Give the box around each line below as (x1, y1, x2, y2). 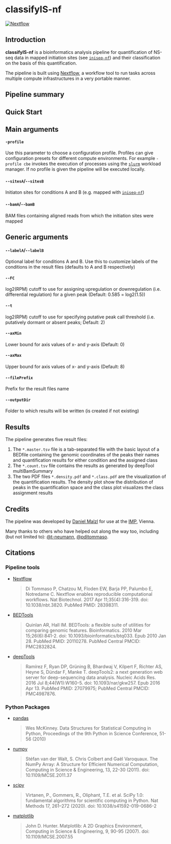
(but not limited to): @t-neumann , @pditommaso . (5, 533, 109, 539)
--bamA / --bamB (5, 201, 35, 207)
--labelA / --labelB (5, 247, 44, 253)
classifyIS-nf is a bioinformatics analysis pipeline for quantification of (5, 49, 153, 55)
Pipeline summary (5, 90, 65, 99)
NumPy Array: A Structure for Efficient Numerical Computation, (25, 761, 159, 767)
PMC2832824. (25, 644, 57, 650)
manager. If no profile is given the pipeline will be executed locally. (5, 166, 146, 172)
